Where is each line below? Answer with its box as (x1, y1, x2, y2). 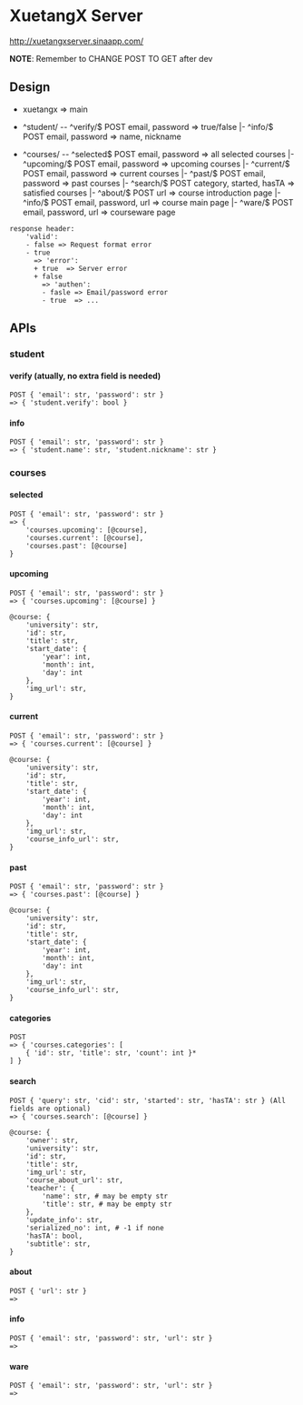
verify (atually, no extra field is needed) (9, 370, 161, 381)
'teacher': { (25, 1183, 75, 1192)
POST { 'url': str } (9, 1286, 88, 1296)
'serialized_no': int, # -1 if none (25, 1223, 165, 1232)
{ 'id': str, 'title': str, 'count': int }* (25, 1049, 197, 1058)
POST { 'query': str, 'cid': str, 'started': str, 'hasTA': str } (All (9, 1096, 286, 1105)
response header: (9, 224, 75, 233)
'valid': (25, 232, 59, 241)
